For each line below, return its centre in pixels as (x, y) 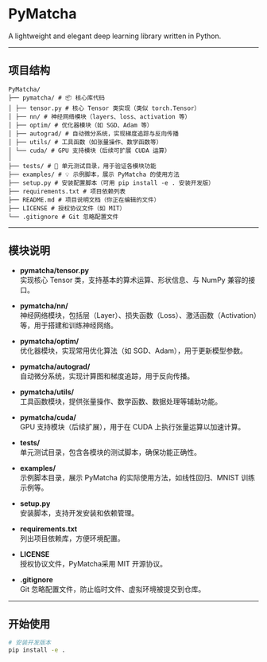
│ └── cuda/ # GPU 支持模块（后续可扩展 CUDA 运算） (89, 151)
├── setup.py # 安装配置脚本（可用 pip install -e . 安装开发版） (111, 183)
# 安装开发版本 (30, 643)
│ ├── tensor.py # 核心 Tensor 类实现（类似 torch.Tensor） (104, 108)
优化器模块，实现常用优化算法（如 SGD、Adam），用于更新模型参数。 (133, 351)
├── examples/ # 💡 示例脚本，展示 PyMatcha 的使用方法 (94, 174)
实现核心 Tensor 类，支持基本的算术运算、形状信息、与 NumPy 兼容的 (134, 280)
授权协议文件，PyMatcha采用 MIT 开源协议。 (93, 563)
